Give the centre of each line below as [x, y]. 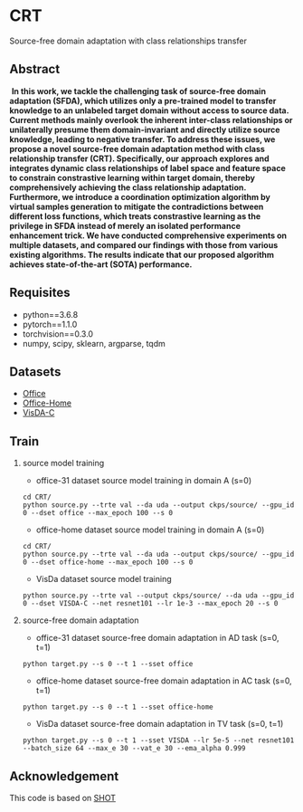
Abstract [35, 69]
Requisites [40, 293]
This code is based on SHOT [62, 798]
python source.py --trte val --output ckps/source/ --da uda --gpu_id [158, 596]
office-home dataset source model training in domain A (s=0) [150, 530]
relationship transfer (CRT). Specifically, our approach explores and [139, 158]
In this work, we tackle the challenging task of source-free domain [139, 91]
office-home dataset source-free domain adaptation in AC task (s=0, [164, 681]
